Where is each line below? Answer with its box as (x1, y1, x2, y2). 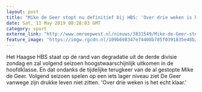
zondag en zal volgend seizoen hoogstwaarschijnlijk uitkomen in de (6, 60, 174, 67)
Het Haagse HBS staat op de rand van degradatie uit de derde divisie (6, 54, 177, 60)
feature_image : (6, 37, 44, 43)
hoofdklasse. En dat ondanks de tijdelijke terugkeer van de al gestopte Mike (6, 66, 194, 73)
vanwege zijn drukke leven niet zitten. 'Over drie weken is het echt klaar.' (6, 79, 187, 86)
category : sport (6, 25, 47, 32)
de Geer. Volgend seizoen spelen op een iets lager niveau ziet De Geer (6, 73, 182, 79)
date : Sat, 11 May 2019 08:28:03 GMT (6, 20, 101, 26)
